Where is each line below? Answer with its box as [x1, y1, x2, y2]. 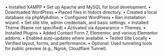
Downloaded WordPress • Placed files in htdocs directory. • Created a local [5, 9, 157, 15]
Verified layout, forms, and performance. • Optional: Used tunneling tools [5, 40, 152, 46]
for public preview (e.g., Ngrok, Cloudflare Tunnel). [5, 46, 107, 51]
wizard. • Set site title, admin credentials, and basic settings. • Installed [5, 19, 149, 25]
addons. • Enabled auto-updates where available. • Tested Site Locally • [5, 35, 151, 41]
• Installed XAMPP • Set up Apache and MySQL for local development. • [5, 4, 151, 10]
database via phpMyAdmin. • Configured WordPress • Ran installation [5, 15, 146, 20]
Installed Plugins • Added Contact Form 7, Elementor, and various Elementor [5, 30, 158, 36]
